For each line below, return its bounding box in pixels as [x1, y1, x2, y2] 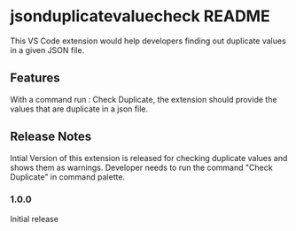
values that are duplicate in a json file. [10, 104, 149, 114]
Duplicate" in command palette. [10, 171, 126, 182]
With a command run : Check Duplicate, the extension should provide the [10, 94, 277, 104]
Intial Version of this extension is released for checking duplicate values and [10, 152, 288, 163]
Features [10, 71, 60, 86]
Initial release [10, 213, 58, 224]
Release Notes [10, 129, 92, 144]
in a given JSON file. [10, 44, 85, 55]
